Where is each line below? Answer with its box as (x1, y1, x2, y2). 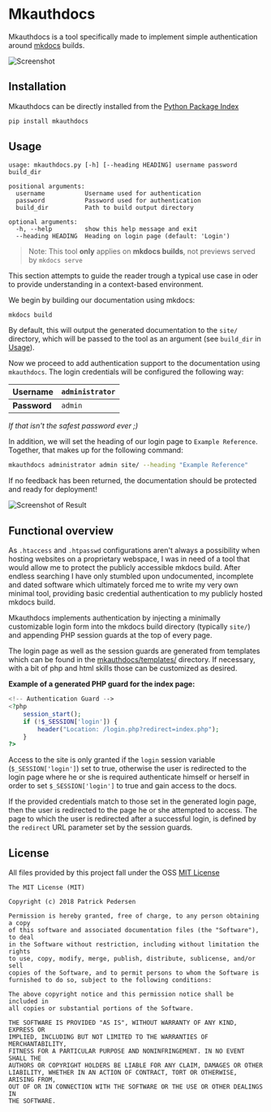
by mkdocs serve (28, 255, 83, 265)
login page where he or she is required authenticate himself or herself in (8, 772, 250, 782)
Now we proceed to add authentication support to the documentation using (8, 359, 260, 368)
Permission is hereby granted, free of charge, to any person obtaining (8, 912, 260, 920)
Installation (8, 80, 67, 94)
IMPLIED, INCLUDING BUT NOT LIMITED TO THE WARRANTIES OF (8, 1033, 209, 1041)
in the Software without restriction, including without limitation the (8, 940, 260, 948)
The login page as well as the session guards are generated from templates (8, 646, 260, 656)
